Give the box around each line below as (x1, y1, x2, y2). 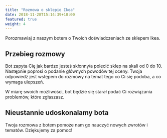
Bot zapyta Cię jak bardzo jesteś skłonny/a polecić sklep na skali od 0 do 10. (5, 63, 162, 69)
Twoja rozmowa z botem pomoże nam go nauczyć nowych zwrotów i (5, 121, 148, 128)
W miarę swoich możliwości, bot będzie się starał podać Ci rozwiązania (5, 89, 153, 95)
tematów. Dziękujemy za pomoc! (5, 127, 73, 133)
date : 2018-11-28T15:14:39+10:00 (5, 12, 75, 17)
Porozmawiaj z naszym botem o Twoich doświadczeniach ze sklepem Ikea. (5, 35, 160, 41)
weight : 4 (5, 21, 26, 27)
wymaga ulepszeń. (5, 79, 44, 85)
